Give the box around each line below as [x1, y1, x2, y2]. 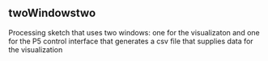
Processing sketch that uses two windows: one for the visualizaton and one [8, 27, 261, 37]
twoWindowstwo [8, 6, 96, 20]
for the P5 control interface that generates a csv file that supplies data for [8, 36, 253, 46]
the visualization [8, 44, 63, 55]
